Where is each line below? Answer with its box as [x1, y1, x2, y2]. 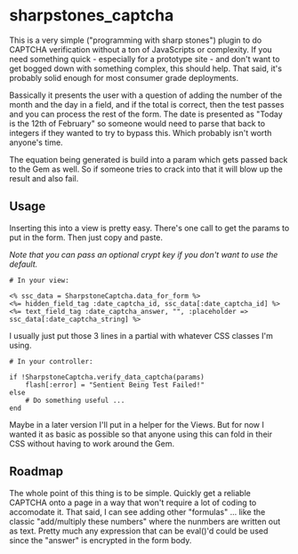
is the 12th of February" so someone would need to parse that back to [9, 117, 265, 129]
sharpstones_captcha [9, 5, 174, 26]
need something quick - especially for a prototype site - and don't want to [9, 53, 280, 64]
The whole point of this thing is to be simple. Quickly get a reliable [9, 487, 251, 498]
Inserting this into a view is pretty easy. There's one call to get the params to [9, 222, 290, 233]
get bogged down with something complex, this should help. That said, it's [9, 63, 283, 74]
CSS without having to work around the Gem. [9, 438, 175, 449]
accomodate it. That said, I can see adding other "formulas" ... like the [9, 506, 266, 517]
